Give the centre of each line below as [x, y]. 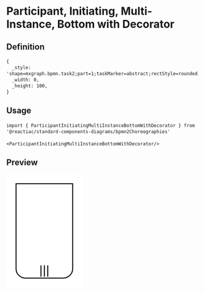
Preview [22, 163]
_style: [22, 68]
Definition [25, 47]
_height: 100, [30, 86]
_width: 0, [26, 80]
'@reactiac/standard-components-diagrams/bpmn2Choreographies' [88, 132]
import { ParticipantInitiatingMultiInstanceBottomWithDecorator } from [101, 125]
